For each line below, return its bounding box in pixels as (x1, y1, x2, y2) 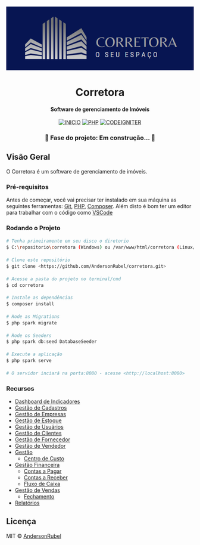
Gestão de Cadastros (14, 404, 67, 411)
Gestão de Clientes (14, 429, 62, 436)
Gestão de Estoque (14, 417, 62, 424)
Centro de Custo (23, 454, 64, 462)
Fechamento (23, 493, 55, 500)
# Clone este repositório (6, 257, 70, 263)
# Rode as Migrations (6, 314, 60, 320)
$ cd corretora (6, 282, 44, 288)
